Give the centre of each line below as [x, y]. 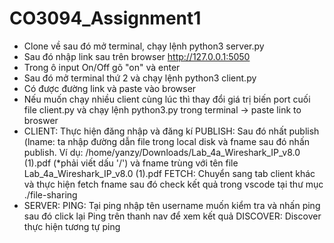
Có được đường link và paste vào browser [110, 88]
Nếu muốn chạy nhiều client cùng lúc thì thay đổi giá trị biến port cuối [167, 99]
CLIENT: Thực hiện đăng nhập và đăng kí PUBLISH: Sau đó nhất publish [171, 131]
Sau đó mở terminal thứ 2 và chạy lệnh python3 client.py [140, 78]
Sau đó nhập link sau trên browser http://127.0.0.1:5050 [137, 56]
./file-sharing [50, 194]
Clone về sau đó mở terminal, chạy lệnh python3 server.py [144, 46]
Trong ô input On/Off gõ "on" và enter [102, 67]
